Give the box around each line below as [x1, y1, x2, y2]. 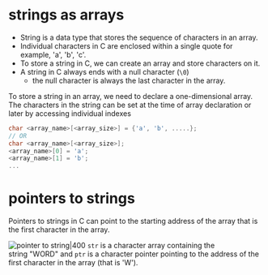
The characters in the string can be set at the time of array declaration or [8, 100, 252, 110]
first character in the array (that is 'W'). [8, 258, 138, 268]
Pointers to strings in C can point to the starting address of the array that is [8, 217, 258, 226]
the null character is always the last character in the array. [32, 75, 226, 85]
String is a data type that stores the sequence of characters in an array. [19, 32, 258, 42]
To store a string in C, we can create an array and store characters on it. [19, 58, 261, 68]
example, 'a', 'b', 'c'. [19, 49, 87, 59]
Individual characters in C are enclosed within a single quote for [19, 41, 233, 50]
